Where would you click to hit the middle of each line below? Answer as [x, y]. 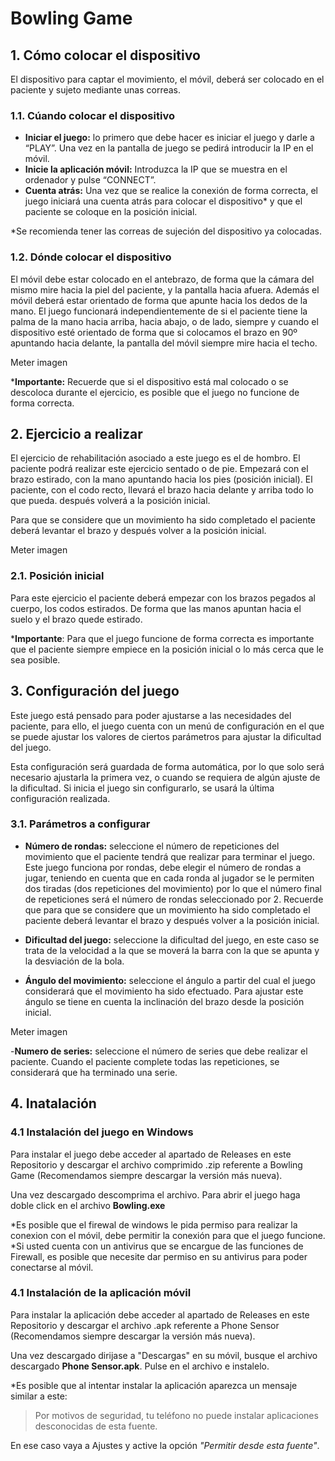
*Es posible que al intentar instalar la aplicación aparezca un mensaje [154, 1385]
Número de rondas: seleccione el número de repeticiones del [152, 846]
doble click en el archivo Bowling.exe [88, 1205]
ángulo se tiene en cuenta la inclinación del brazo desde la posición [164, 1001]
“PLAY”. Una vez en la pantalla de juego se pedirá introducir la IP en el [169, 148]
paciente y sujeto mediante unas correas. [96, 90]
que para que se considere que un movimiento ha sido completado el [167, 909]
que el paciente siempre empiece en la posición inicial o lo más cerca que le [167, 649]
